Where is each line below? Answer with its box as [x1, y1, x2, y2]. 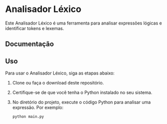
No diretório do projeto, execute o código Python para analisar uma [12, 99, 151, 105]
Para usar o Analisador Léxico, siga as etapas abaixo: [5, 70, 115, 76]
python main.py [12, 114, 44, 119]
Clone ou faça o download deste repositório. [12, 80, 104, 86]
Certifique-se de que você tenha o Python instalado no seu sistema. [12, 89, 153, 95]
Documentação [5, 40, 54, 48]
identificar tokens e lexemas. [5, 25, 64, 31]
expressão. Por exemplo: [12, 104, 64, 110]
